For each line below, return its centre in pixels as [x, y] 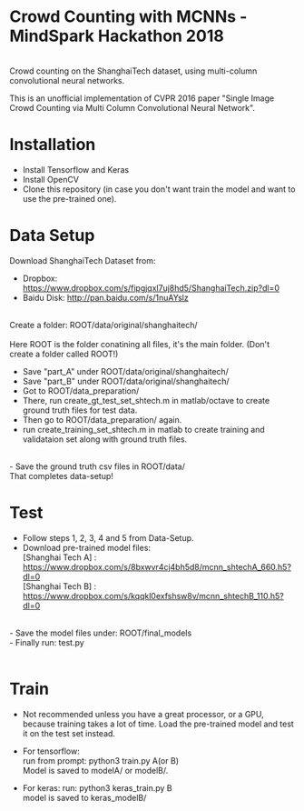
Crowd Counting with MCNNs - [128, 17]
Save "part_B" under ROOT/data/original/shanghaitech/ [126, 381]
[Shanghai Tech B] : [59, 586]
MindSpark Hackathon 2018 [117, 36]
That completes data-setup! [61, 476]
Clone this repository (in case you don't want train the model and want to [159, 189]
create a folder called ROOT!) [64, 354]
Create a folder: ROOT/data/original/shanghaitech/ [103, 325]
